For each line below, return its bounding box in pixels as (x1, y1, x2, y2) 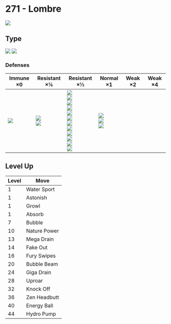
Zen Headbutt (26, 293, 60, 300)
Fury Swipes (26, 252, 56, 259)
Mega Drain (26, 236, 54, 243)
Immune (9, 75, 30, 82)
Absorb (26, 211, 44, 218)
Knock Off (26, 285, 50, 292)
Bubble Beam (26, 260, 59, 267)
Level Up (5, 162, 34, 171)
